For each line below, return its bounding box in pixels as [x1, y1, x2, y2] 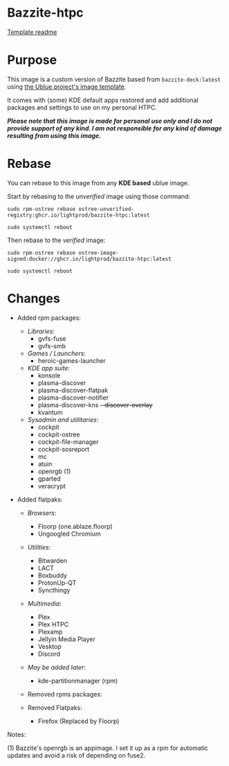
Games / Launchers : [27, 349, 86, 357]
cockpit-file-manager [37, 437, 99, 445]
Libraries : [27, 327, 55, 335]
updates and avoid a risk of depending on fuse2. [7, 751, 146, 759]
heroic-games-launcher [37, 356, 106, 365]
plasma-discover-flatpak [37, 386, 109, 394]
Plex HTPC [37, 620, 69, 629]
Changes [7, 291, 60, 306]
